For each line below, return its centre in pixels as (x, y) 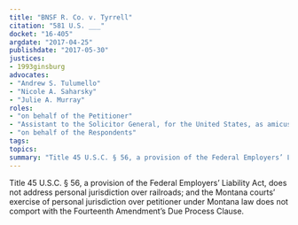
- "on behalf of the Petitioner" (71, 116)
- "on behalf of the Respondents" (73, 133)
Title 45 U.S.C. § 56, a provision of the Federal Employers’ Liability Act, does (148, 182)
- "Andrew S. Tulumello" (55, 83)
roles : (21, 108)
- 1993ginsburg (37, 67)
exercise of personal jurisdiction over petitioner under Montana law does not (149, 201)
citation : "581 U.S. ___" (57, 26)
